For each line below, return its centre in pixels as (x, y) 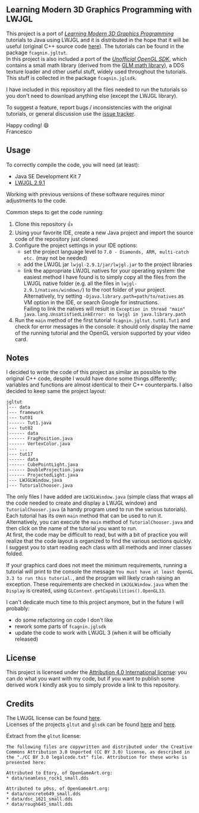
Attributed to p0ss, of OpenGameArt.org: (58, 789)
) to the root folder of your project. (124, 289)
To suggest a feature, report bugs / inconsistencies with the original (89, 107)
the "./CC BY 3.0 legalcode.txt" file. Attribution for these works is (97, 758)
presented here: (26, 763)
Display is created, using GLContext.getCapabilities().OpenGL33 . (86, 591)
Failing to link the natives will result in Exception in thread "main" (105, 308)
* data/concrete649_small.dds (44, 794)
